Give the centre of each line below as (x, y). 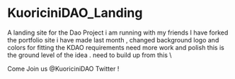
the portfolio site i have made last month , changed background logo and (113, 39)
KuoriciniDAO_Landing (75, 13)
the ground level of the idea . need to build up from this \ (90, 55)
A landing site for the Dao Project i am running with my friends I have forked (118, 32)
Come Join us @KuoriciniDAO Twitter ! (63, 68)
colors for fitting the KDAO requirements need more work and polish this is (116, 47)
